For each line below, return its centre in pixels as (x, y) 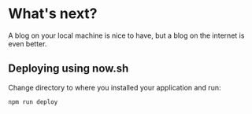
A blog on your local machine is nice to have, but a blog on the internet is (126, 35)
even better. (28, 43)
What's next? (53, 14)
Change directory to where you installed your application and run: (115, 87)
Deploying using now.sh (69, 69)
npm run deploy (33, 102)
